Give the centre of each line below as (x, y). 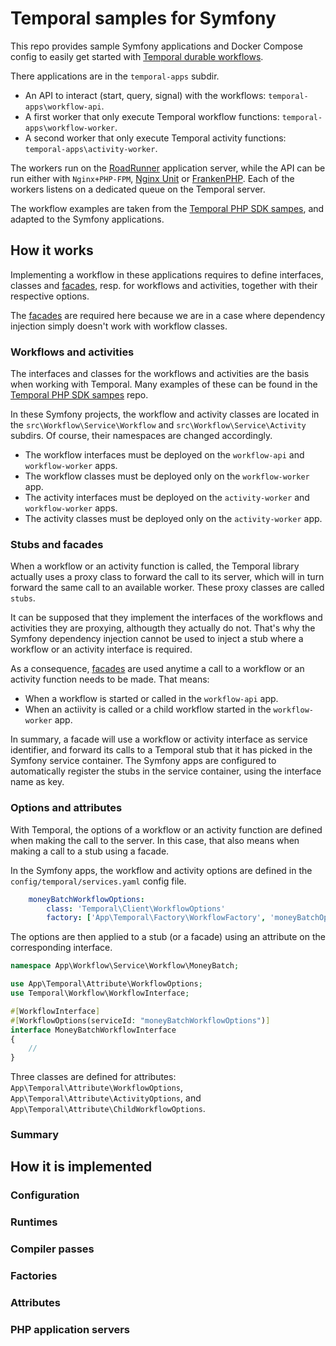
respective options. (50, 296)
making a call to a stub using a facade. (90, 851)
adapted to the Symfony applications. (87, 219)
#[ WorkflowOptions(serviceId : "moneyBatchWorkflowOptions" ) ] (140, 1020)
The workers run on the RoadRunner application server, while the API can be (168, 168)
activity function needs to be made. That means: (110, 679)
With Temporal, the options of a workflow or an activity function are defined (166, 829)
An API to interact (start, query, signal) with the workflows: (145, 95)
